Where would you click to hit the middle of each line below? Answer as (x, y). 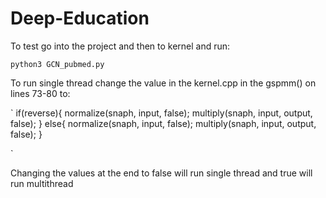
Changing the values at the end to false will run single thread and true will (161, 173)
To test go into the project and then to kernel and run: (120, 46)
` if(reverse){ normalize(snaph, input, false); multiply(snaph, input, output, (161, 113)
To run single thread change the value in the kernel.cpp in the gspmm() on (163, 83)
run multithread (42, 183)
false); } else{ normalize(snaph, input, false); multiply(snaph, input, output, (163, 123)
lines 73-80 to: (40, 93)
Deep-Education (80, 18)
